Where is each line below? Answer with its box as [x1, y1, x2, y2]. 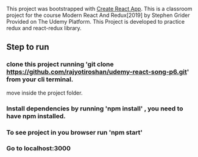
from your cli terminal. [6, 75, 74, 84]
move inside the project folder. [6, 89, 83, 96]
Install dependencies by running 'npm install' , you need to [6, 104, 184, 113]
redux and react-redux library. [6, 24, 82, 32]
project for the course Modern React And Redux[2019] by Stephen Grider [6, 12, 190, 19]
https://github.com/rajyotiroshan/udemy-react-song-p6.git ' [6, 68, 189, 76]
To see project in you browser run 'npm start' [6, 128, 143, 136]
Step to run [6, 42, 49, 52]
